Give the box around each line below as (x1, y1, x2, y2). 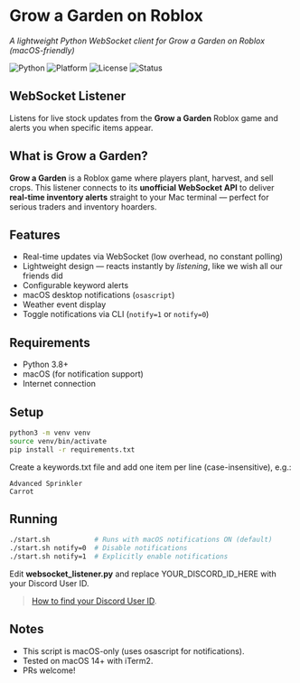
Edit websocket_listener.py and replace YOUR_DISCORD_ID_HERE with (9, 568, 277, 579)
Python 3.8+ (22, 359, 70, 370)
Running (9, 511, 59, 527)
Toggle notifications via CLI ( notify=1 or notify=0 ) (22, 309, 210, 320)
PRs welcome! (22, 665, 76, 676)
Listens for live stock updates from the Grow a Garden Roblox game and (9, 112, 278, 123)
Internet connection (22, 379, 97, 389)
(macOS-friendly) (9, 44, 75, 55)
